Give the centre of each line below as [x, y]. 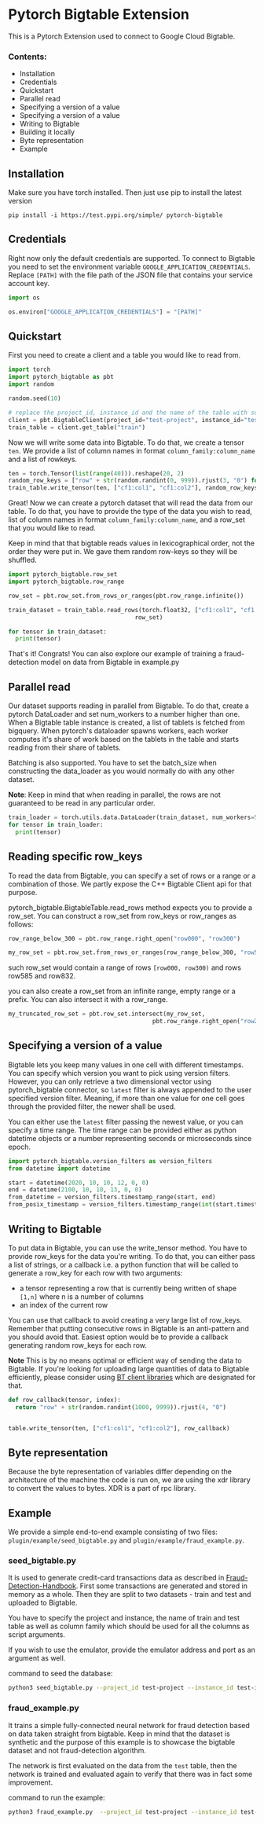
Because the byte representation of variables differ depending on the [120, 1472]
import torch [29, 370]
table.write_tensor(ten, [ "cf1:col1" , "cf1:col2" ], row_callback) [119, 1428]
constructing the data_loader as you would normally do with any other [121, 771]
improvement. [31, 1782]
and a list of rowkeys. [42, 459]
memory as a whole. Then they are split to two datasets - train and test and [130, 1595]
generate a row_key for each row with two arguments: [95, 1273]
